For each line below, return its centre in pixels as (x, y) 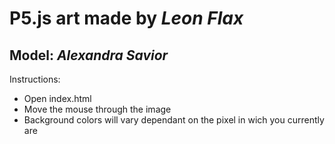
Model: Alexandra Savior (89, 55)
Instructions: (35, 79)
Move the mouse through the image (97, 109)
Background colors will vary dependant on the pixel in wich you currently (174, 120)
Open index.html (57, 98)
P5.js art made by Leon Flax (126, 18)
